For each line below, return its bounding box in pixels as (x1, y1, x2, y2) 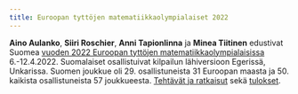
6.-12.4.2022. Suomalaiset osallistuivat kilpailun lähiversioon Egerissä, (9, 56, 266, 67)
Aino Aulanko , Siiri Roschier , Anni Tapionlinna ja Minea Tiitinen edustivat (9, 37, 284, 48)
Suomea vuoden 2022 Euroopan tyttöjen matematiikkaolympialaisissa (9, 46, 265, 58)
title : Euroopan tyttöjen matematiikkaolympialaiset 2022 (9, 12, 229, 22)
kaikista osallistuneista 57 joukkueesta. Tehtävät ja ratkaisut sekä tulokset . (9, 74, 282, 85)
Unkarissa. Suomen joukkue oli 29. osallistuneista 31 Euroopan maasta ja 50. (9, 66, 289, 76)
